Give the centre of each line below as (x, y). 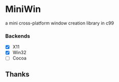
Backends (18, 36)
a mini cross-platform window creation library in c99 (60, 23)
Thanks (17, 74)
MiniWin (23, 9)
